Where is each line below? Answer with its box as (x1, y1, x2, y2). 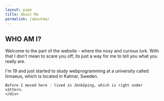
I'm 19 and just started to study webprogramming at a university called (5, 68, 149, 74)
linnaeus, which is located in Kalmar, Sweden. (5, 73, 99, 79)
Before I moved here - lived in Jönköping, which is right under (5, 83, 143, 88)
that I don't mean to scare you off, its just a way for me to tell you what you (5, 53, 158, 59)
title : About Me (5, 12, 39, 17)
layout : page (5, 7, 32, 12)
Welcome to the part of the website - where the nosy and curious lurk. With (5, 48, 160, 54)
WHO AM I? (5, 35, 42, 43)
